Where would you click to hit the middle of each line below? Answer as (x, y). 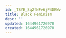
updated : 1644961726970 (30, 23)
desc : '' (14, 19)
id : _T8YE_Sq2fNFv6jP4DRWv (33, 10)
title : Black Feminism (29, 14)
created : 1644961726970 (30, 28)
